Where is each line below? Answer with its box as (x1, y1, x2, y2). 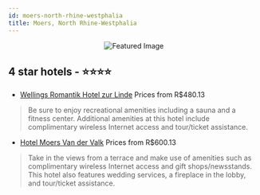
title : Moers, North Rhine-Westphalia (8, 19, 137, 27)
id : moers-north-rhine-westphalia (8, 11, 124, 20)
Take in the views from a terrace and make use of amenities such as (27, 153, 252, 163)
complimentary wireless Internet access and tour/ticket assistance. (27, 123, 249, 132)
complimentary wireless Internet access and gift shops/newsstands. (27, 162, 253, 171)
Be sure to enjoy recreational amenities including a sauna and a (27, 105, 237, 115)
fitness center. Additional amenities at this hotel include (27, 114, 210, 123)
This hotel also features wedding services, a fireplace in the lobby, (27, 170, 246, 180)
